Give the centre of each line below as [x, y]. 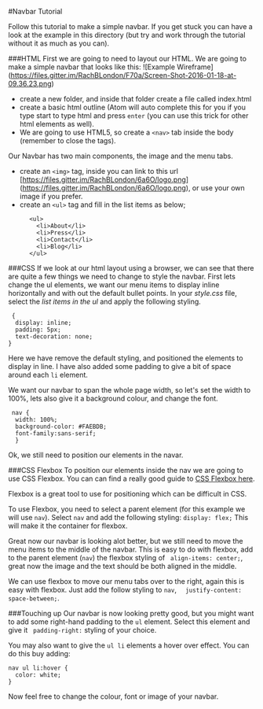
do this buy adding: [39, 654]
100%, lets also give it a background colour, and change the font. [113, 398]
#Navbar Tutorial [35, 11]
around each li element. [48, 375]
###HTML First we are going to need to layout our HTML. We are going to [128, 59]
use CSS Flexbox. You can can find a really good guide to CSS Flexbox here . [131, 478]
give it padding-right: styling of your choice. [82, 630]
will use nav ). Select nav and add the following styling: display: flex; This [128, 517]
